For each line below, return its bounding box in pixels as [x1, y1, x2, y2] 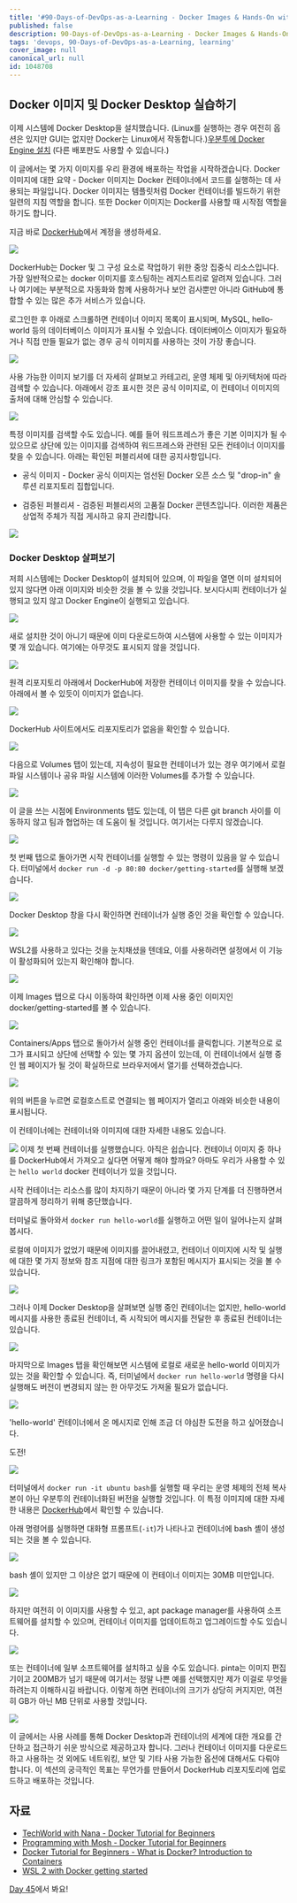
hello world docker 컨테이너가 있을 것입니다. [18, 1165, 177, 1177]
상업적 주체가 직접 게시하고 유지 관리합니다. [21, 510, 171, 521]
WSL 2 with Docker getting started [21, 1865, 148, 1876]
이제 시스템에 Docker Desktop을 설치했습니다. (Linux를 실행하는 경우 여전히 [9, 122, 272, 133]
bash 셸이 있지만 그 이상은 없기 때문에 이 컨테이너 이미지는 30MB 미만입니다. [9, 1569, 275, 1580]
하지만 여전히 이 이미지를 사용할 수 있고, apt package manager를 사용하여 [9, 1605, 265, 1615]
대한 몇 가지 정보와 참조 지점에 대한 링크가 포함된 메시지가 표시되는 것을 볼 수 [18, 1255, 283, 1266]
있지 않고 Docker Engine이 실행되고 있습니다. [32, 595, 190, 606]
